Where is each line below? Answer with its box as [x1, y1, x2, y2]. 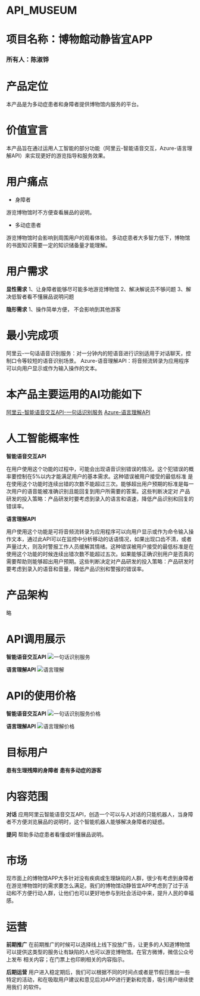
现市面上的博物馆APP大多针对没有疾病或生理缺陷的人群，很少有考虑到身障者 [6, 875, 194, 882]
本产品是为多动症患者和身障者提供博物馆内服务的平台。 [6, 101, 142, 108]
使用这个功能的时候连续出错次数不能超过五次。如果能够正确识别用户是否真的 [6, 550, 194, 557]
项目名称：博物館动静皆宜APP [6, 33, 153, 47]
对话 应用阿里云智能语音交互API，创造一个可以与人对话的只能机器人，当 [6, 810, 183, 818]
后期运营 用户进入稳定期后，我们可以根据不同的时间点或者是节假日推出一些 [6, 969, 190, 976]
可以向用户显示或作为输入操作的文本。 [6, 365, 100, 372]
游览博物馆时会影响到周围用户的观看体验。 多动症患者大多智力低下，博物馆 [6, 234, 190, 242]
